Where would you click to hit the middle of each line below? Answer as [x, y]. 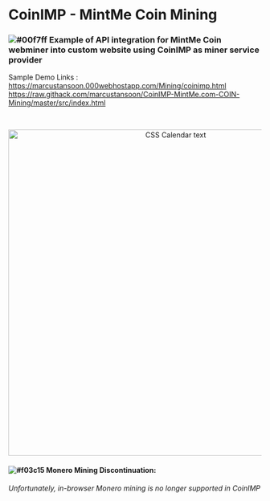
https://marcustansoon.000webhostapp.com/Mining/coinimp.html [117, 86]
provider [25, 60]
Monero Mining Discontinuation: [101, 470]
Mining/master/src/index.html [57, 103]
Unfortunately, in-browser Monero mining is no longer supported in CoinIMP [135, 488]
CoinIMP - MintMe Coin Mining [113, 15]
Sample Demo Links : [43, 77]
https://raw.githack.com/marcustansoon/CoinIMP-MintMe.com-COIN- [124, 95]
